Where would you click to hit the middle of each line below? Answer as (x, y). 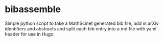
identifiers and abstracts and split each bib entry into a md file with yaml (81, 28)
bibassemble (33, 9)
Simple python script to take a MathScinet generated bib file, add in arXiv (82, 23)
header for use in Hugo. (30, 34)
